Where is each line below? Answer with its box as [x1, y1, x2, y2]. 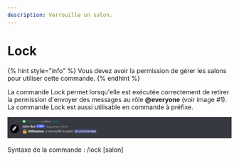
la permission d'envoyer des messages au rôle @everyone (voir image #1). [7, 95, 228, 104]
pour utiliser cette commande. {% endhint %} [7, 74, 141, 82]
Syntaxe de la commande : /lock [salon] [7, 145, 124, 154]
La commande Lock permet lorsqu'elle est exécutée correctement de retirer [7, 87, 230, 96]
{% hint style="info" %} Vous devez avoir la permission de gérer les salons [7, 66, 227, 74]
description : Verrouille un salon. [7, 11, 113, 18]
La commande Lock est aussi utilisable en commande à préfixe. [7, 103, 193, 111]
